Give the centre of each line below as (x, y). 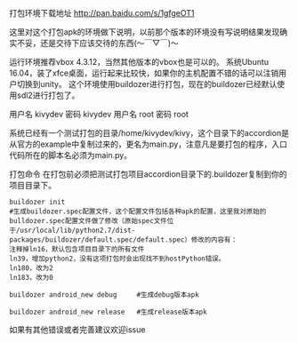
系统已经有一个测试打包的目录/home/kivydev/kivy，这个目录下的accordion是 (149, 133)
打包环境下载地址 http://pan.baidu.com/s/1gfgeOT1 (102, 13)
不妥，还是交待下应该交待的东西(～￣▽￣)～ (98, 43)
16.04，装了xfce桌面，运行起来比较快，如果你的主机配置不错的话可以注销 (144, 73)
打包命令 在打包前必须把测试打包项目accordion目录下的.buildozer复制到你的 (148, 174)
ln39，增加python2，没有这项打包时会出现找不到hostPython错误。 (117, 259)
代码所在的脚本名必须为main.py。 (70, 155)
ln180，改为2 (31, 268)
